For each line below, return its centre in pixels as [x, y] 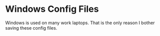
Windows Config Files [52, 9]
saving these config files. [31, 28]
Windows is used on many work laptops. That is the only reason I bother [80, 23]
